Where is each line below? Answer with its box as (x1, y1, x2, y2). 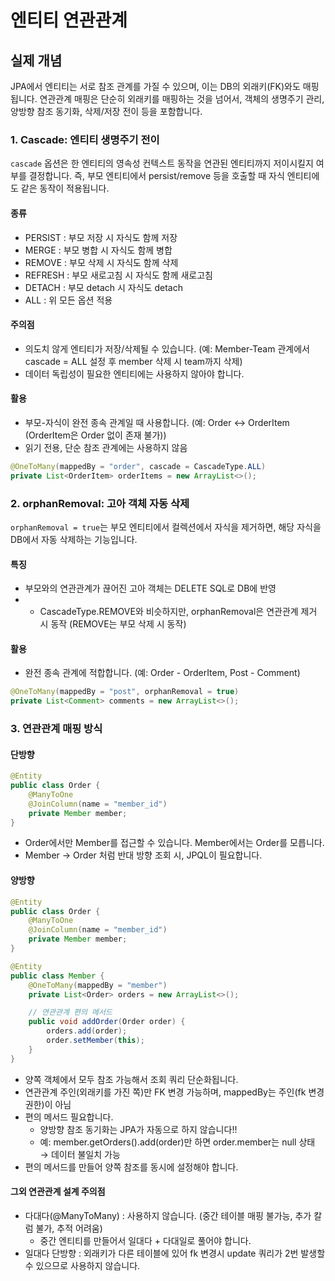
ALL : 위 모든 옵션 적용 (24, 294, 113, 306)
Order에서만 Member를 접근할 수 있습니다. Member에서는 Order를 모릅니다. (24, 837, 325, 849)
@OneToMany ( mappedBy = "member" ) (28, 980, 168, 990)
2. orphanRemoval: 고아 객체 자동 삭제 (10, 496, 190, 510)
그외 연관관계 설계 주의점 (10, 1186, 106, 1198)
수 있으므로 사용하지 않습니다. (24, 1259, 141, 1271)
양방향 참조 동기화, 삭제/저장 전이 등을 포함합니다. (10, 106, 203, 117)
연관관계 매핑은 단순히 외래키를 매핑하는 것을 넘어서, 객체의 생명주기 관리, (39, 93, 325, 105)
